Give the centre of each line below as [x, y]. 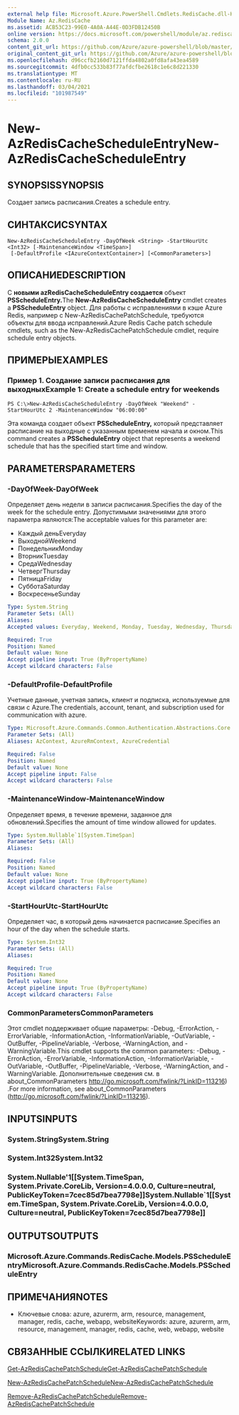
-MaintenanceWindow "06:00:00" [101, 410]
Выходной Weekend [47, 541]
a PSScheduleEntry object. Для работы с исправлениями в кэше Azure [115, 308]
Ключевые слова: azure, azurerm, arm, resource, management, [112, 1314]
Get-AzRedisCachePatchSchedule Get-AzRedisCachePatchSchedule [107, 1369]
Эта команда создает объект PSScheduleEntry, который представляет [115, 424]
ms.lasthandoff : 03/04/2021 [49, 87]
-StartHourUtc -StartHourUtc [58, 906]
